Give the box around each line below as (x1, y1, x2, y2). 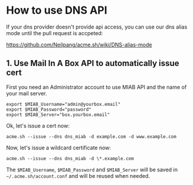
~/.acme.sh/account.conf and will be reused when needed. (6, 172, 150, 179)
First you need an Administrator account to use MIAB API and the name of (6, 83, 187, 90)
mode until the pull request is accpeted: (6, 29, 103, 36)
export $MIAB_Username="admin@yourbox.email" (6, 101, 121, 107)
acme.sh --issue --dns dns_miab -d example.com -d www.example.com (6, 133, 177, 140)
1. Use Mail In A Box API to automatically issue (6, 58, 179, 68)
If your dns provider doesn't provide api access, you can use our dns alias (6, 23, 188, 30)
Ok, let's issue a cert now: (6, 122, 70, 129)
